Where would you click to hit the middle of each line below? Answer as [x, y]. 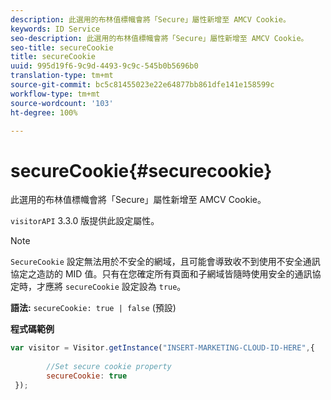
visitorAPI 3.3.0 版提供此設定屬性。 [85, 221]
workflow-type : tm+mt [55, 94]
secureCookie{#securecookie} [141, 170]
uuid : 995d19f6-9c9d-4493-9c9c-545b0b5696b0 [104, 66]
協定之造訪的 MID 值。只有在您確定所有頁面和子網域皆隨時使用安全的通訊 [161, 274]
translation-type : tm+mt [62, 76]
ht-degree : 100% [44, 112]
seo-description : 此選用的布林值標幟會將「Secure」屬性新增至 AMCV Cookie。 [159, 38]
